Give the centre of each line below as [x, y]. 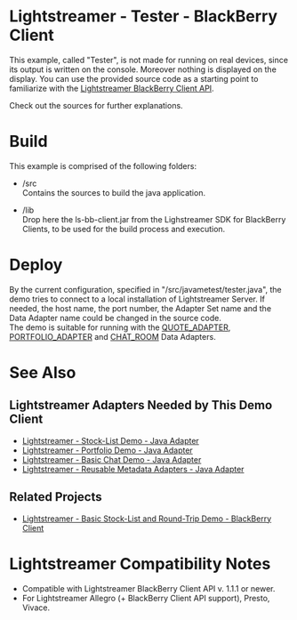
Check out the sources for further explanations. [96, 105]
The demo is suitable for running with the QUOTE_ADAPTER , [120, 327]
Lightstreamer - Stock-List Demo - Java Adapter [111, 440]
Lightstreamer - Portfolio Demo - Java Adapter [107, 450]
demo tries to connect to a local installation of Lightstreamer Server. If [137, 299]
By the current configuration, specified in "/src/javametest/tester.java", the [145, 289]
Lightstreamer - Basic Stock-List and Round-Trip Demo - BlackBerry [147, 519]
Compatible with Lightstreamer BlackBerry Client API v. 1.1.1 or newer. [148, 588]
